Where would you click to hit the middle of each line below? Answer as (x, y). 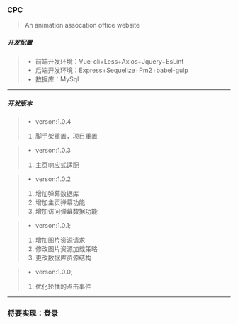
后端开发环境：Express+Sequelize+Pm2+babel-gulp (112, 70)
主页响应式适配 (57, 165)
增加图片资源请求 (60, 240)
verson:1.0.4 (53, 122)
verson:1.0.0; (54, 272)
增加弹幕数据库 (57, 194)
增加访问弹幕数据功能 (66, 212)
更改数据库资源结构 (63, 258)
